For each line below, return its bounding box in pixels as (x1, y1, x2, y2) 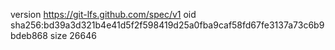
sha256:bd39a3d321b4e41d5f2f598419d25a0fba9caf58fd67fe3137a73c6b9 (10, 19, 325, 31)
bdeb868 (10, 30, 48, 41)
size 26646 (49, 30, 97, 41)
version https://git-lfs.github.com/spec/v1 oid (10, 9, 197, 20)
